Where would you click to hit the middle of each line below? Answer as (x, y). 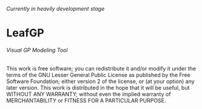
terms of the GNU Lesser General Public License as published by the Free (98, 75)
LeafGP (25, 33)
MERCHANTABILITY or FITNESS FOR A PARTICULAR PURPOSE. (86, 101)
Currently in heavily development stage (56, 9)
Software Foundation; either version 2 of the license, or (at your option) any (101, 81)
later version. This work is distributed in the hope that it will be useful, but (98, 88)
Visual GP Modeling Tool (37, 50)
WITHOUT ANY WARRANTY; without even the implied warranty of (89, 94)
